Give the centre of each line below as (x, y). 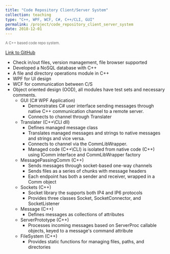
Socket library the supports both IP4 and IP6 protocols (85, 193)
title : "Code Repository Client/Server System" (57, 10)
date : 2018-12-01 (24, 29)
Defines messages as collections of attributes (76, 215)
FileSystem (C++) (39, 236)
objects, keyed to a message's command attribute (80, 231)
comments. (25, 95)
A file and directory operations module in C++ (61, 73)
